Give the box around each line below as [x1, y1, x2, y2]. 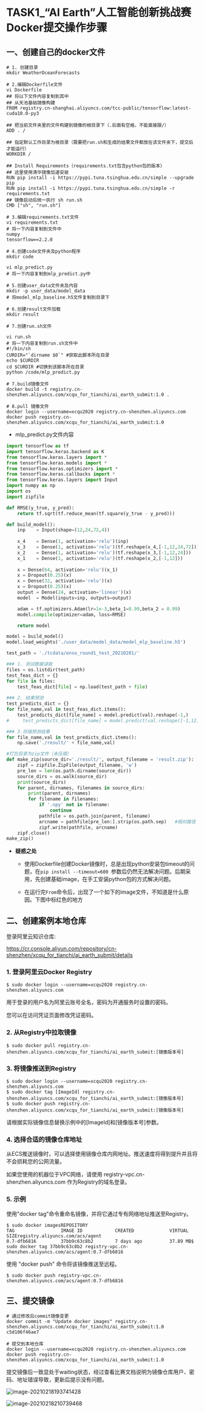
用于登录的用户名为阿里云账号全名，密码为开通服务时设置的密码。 [6, 998, 171, 1006]
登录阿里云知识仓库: [6, 933, 56, 940]
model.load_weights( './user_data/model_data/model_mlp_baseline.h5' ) [6, 639, 186, 645]
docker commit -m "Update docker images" [6, 1319, 113, 1325]
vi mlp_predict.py [6, 264, 53, 271]
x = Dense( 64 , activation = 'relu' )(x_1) [17, 567, 118, 573]
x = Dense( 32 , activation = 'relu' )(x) [17, 578, 113, 584]
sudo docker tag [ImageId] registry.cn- [12, 1089, 115, 1095]
